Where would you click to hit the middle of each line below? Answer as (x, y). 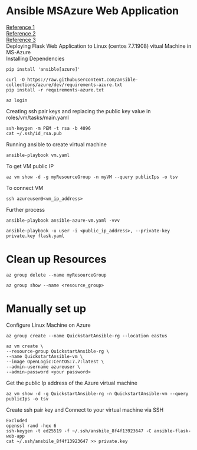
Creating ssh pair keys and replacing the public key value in (78, 111)
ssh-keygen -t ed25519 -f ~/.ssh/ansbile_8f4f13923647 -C (79, 431)
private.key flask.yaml (35, 236)
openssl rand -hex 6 (32, 426)
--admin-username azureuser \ (43, 367)
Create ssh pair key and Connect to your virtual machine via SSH (85, 410)
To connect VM (25, 188)
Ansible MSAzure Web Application (93, 11)
